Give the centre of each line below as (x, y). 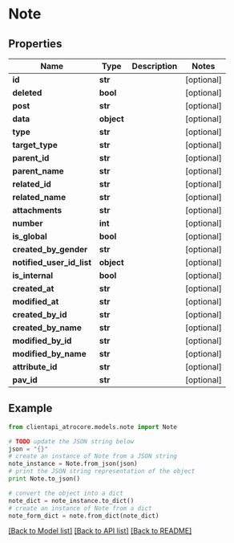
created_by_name (47, 328)
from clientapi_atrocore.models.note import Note (93, 427)
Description (155, 66)
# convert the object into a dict (66, 493)
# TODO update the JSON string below (71, 441)
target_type (35, 145)
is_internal (33, 276)
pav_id (25, 380)
